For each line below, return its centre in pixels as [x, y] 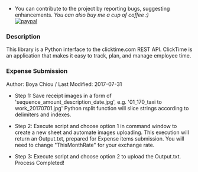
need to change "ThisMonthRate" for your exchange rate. [85, 145]
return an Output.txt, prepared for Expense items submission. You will [99, 138]
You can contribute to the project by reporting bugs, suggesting [92, 9]
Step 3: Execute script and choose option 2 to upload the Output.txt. [98, 156]
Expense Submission [37, 71]
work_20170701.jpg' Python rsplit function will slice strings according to [102, 108]
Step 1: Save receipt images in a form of [63, 95]
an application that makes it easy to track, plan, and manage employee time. [99, 56]
